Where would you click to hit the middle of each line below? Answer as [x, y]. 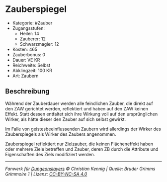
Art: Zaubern [25, 76]
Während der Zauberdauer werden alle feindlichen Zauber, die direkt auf [79, 103]
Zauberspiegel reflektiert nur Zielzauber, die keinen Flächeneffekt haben [79, 144]
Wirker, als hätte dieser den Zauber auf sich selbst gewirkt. [65, 119]
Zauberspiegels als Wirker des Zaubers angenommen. [61, 134]
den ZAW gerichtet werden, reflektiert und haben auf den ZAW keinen [77, 108]
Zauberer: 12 [33, 39]
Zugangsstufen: [29, 28]
